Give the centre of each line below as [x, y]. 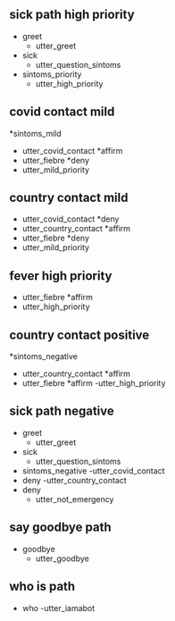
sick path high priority [72, 15]
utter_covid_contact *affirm [72, 150]
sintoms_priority [52, 74]
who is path [42, 587]
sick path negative [62, 411]
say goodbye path [60, 528]
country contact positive [79, 335]
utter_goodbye [62, 558]
